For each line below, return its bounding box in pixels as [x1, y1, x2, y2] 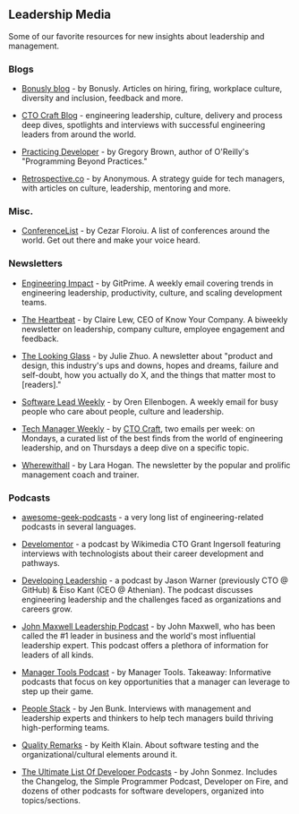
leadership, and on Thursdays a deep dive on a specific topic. [21, 442, 250, 453]
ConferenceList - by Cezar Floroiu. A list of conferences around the [21, 226, 270, 236]
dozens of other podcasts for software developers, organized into [21, 785, 265, 796]
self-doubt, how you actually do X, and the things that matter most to [21, 369, 277, 380]
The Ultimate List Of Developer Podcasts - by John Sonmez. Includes [21, 767, 278, 777]
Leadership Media [8, 7, 112, 22]
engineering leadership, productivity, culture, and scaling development [21, 287, 283, 298]
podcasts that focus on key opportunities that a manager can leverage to [21, 676, 290, 687]
